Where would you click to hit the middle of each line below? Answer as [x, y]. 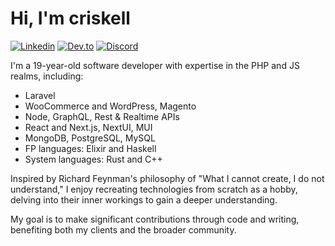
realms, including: [47, 76]
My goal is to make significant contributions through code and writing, [155, 219]
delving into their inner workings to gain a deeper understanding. [144, 199]
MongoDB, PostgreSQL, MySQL [90, 138]
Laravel [40, 95]
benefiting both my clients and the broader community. [123, 229]
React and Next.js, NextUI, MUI [88, 127]
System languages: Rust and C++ [93, 159]
